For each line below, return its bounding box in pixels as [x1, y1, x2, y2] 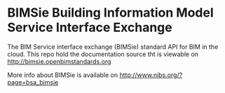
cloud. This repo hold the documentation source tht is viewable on [7, 50, 198, 58]
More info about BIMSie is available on [7, 71, 118, 79]
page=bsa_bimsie [7, 78, 59, 86]
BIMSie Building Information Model [7, 5, 214, 21]
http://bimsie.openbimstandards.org [7, 57, 111, 65]
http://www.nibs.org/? [118, 71, 183, 79]
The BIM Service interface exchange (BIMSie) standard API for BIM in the [7, 42, 219, 51]
